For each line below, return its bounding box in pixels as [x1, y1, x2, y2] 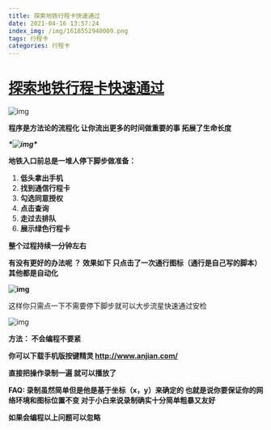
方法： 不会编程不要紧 [8, 334, 82, 344]
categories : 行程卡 [8, 42, 70, 50]
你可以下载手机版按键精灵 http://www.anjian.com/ [8, 351, 178, 360]
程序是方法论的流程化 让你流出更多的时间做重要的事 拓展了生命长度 [8, 123, 232, 133]
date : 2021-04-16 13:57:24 [8, 19, 100, 27]
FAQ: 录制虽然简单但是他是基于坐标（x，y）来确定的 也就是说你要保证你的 [8, 386, 256, 395]
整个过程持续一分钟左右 [8, 241, 87, 251]
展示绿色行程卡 [19, 224, 70, 234]
